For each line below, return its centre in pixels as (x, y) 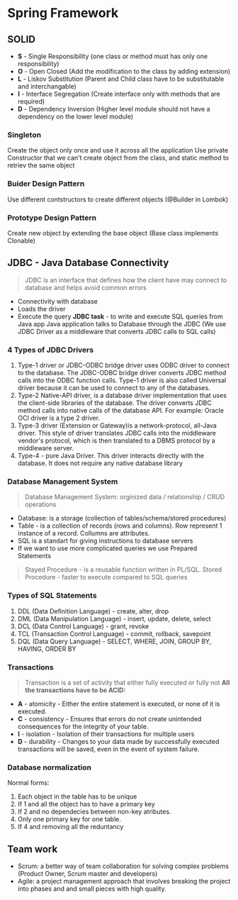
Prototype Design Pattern (52, 218)
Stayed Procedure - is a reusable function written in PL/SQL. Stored (123, 570)
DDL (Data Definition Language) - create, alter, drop (93, 611)
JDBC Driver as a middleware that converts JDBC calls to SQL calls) (117, 331)
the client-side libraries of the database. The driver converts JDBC (115, 403)
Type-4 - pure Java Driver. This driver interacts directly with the (110, 456)
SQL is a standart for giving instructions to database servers (105, 541)
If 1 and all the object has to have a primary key (86, 804)
